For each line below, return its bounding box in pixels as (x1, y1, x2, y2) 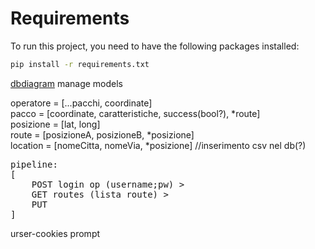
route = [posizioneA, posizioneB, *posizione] (10, 128, 195, 141)
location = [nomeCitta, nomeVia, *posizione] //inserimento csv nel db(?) (10, 139, 307, 151)
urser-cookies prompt (10, 227, 101, 239)
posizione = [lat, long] (10, 118, 101, 130)
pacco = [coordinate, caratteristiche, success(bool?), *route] (10, 107, 261, 119)
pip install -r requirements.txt (10, 59, 150, 69)
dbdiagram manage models (10, 77, 124, 89)
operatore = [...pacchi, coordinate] (10, 97, 153, 109)
